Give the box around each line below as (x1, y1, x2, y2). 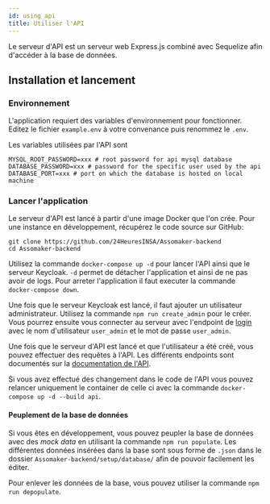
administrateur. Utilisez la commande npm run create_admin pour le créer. (8, 309, 252, 319)
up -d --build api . (37, 392, 102, 402)
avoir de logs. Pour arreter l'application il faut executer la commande (8, 276, 236, 286)
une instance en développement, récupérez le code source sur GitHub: (8, 223, 244, 232)
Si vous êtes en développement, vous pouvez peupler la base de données (8, 428, 254, 438)
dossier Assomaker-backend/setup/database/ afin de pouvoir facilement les (8, 453, 255, 464)
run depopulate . (8, 486, 62, 496)
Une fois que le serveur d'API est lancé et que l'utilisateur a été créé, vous (8, 342, 254, 352)
